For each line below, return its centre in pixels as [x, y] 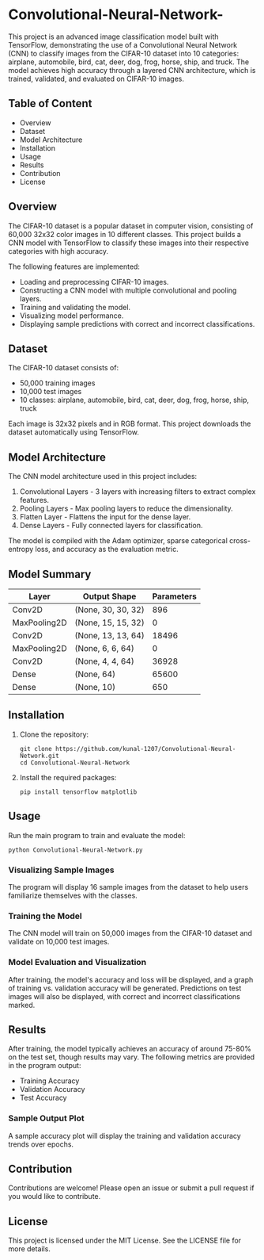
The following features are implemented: [74, 266]
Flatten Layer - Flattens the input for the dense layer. [105, 517]
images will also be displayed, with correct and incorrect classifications [124, 996]
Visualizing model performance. [72, 316]
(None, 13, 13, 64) [109, 636]
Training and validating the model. [75, 307]
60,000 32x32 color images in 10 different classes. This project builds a [124, 234]
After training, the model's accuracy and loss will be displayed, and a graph [131, 979]
